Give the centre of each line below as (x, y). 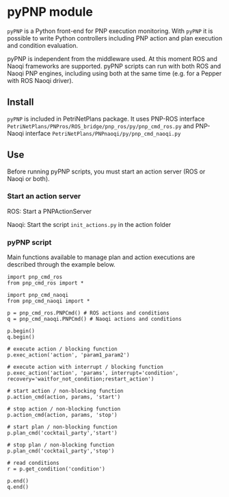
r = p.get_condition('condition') (56, 469)
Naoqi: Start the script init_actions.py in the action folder (89, 224)
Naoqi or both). (28, 178)
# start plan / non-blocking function (62, 427)
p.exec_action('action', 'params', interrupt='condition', (93, 373)
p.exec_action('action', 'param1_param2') (68, 355)
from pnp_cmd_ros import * (45, 283)
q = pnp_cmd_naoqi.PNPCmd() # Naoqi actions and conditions (95, 319)
